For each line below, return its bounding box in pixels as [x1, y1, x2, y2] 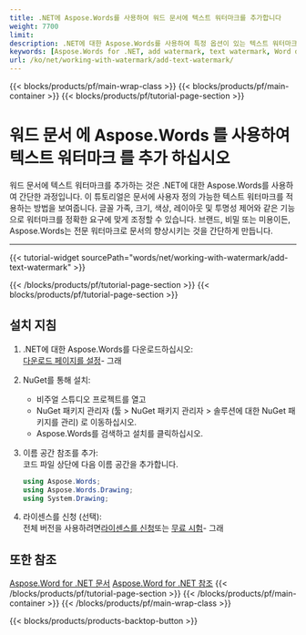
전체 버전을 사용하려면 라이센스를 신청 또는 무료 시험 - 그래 [22, 523, 224, 534]
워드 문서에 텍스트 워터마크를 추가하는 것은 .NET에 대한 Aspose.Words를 [9, 179, 270, 190]
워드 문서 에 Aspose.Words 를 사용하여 [9, 125, 291, 146]
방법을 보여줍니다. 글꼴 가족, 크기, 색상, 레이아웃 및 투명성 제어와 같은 [33, 202, 279, 213]
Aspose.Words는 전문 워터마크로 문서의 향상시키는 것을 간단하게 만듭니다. [9, 225, 273, 236]
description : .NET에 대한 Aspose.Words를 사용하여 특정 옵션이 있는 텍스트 [9, 38, 269, 48]
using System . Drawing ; [22, 494, 109, 503]
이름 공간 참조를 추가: [22, 447, 98, 458]
